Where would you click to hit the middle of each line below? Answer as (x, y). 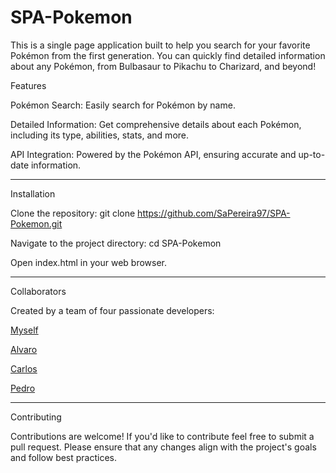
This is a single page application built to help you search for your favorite (160, 45)
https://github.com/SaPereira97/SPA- (214, 213)
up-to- (312, 154)
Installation (33, 193)
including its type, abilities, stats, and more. (100, 135)
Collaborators (38, 291)
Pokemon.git (36, 223)
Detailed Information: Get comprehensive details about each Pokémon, (156, 124)
